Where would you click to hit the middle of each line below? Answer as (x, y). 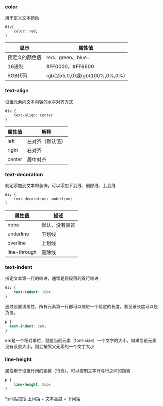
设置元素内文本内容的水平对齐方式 (39, 102)
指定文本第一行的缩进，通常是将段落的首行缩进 (52, 278)
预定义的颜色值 (25, 58)
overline (17, 243)
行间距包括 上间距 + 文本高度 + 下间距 (43, 399)
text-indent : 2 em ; (28, 326)
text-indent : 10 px (32, 292)
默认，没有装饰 (58, 225)
